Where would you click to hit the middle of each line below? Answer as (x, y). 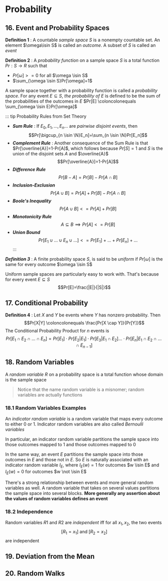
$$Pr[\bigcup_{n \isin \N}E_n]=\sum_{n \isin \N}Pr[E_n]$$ (88, 135)
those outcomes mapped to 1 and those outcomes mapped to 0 (71, 445)
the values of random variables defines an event (56, 499)
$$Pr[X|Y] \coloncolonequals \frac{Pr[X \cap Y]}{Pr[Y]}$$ (84, 323)
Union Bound (26, 232)
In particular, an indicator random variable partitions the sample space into (82, 439)
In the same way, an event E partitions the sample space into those (74, 454)
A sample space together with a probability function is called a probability (81, 91)
